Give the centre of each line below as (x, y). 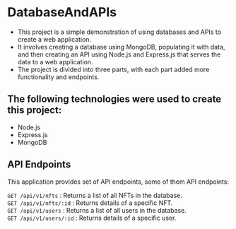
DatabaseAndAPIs (62, 12)
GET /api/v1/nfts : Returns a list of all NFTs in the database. (95, 195)
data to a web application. (55, 61)
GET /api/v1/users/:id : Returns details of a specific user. (92, 218)
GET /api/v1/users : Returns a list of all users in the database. (97, 210)
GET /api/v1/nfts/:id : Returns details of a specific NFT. (90, 203)
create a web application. (54, 39)
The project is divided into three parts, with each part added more (113, 69)
